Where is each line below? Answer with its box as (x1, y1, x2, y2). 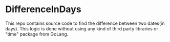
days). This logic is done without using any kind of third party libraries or (5, 25, 159, 31)
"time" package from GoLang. (5, 31, 69, 37)
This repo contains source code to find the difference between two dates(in (5, 20, 165, 26)
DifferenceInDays (5, 4, 81, 15)
